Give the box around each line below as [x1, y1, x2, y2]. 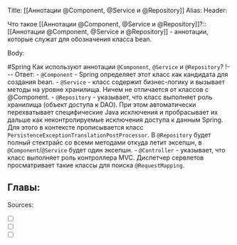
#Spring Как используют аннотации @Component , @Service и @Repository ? [7, 63, 224, 71]
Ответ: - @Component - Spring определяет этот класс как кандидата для [14, 71, 228, 78]
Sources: [7, 200, 34, 209]
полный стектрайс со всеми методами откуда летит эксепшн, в [7, 138, 202, 147]
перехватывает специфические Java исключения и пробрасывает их [7, 108, 218, 116]
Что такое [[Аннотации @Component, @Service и [7, 20, 157, 28]
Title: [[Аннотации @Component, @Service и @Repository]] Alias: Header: [7, 6, 228, 14]
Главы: [7, 182, 41, 194]
